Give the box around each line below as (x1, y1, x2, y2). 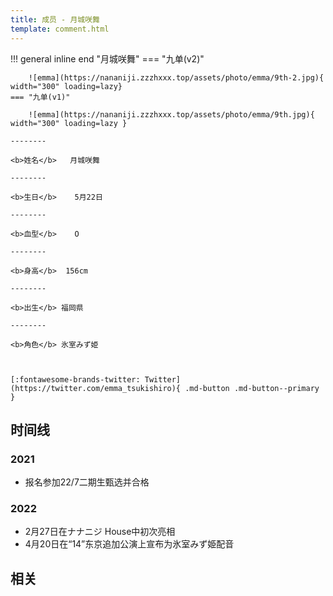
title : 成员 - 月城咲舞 (10, 14, 100, 25)
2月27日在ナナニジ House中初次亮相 (24, 526, 176, 538)
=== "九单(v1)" (10, 92, 71, 102)
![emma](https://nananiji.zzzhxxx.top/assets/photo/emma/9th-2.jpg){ (28, 72, 325, 83)
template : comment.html (10, 24, 110, 34)
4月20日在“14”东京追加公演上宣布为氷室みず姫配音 (24, 538, 235, 550)
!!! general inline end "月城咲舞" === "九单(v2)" (10, 52, 205, 65)
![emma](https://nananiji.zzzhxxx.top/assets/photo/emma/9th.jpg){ (28, 109, 315, 120)
